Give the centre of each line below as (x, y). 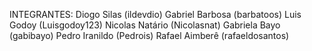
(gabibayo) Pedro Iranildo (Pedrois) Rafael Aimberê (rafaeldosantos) (149, 35)
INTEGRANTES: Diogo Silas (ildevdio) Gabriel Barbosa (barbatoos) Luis (155, 14)
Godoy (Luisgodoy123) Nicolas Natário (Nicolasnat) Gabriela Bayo (145, 25)
